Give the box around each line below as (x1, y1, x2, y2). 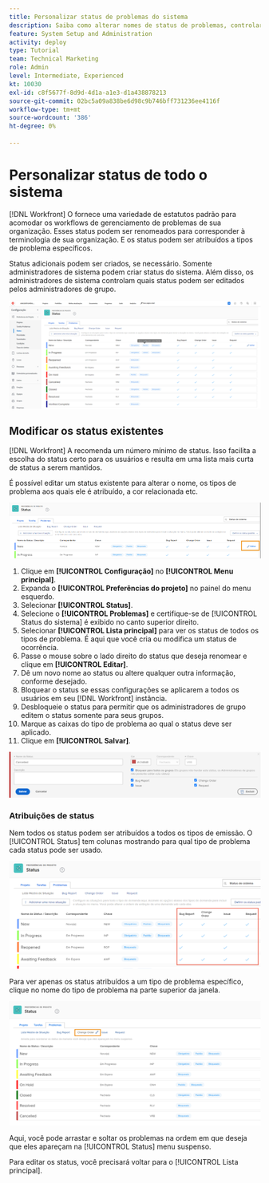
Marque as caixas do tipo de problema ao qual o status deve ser (20, 719, 232, 728)
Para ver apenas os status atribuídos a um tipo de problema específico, (9, 977, 244, 987)
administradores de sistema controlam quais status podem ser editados (9, 275, 245, 285)
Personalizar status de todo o (9, 166, 208, 184)
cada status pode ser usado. (9, 846, 103, 855)
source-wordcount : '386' (9, 114, 92, 122)
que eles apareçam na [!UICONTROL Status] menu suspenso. (9, 1142, 212, 1152)
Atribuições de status (9, 810, 95, 821)
